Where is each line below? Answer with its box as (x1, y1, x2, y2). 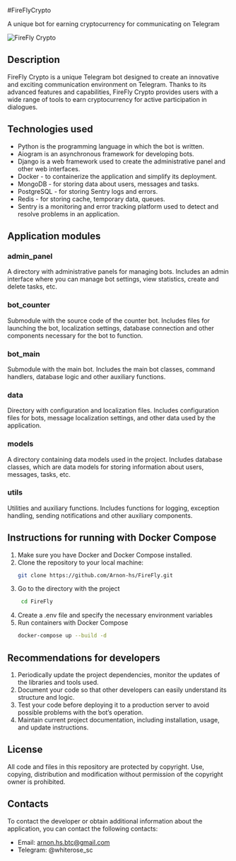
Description (7, 54, 60, 66)
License (7, 744, 43, 756)
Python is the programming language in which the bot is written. (17, 141, 205, 151)
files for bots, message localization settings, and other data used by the (7, 414, 216, 422)
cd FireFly (20, 598, 53, 606)
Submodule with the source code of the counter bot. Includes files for (7, 316, 211, 325)
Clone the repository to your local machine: (17, 558, 143, 567)
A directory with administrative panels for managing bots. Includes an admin (7, 267, 230, 276)
